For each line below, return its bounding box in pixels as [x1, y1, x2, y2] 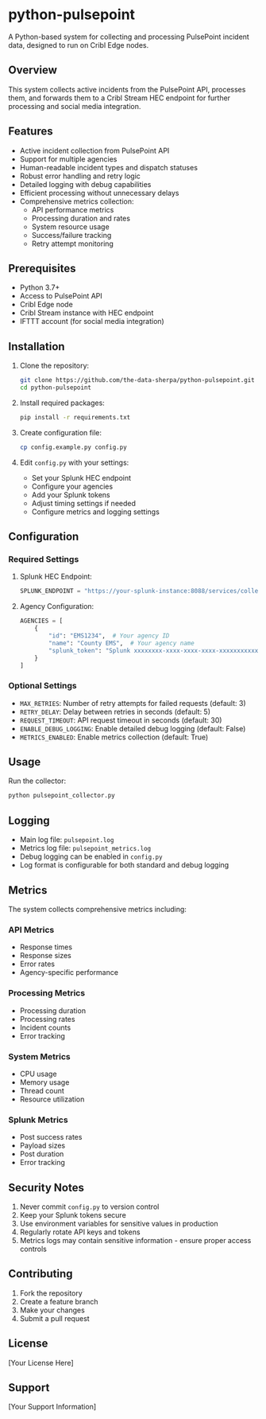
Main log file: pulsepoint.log [19, 835, 114, 844]
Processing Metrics [8, 988, 86, 999]
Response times [19, 942, 73, 952]
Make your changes [19, 1305, 85, 1315]
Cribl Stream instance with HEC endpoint [19, 308, 154, 318]
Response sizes [19, 951, 71, 961]
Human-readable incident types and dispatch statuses [19, 162, 199, 172]
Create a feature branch [19, 1296, 98, 1306]
